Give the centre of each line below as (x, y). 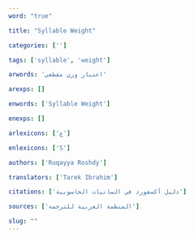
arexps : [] (27, 89)
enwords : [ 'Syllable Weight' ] (60, 104)
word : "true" (30, 16)
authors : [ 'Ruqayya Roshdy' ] (58, 162)
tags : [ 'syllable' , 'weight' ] (60, 60)
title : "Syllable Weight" (52, 30)
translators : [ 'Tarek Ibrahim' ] (63, 177)
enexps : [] (27, 119)
